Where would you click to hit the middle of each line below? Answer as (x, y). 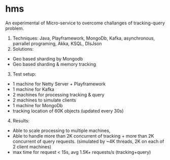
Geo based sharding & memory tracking (54, 64)
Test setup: (24, 74)
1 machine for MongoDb (38, 105)
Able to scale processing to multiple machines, (61, 131)
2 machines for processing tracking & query (59, 94)
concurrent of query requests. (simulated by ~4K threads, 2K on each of (88, 141)
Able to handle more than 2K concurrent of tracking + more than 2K (83, 136)
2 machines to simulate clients (44, 100)
